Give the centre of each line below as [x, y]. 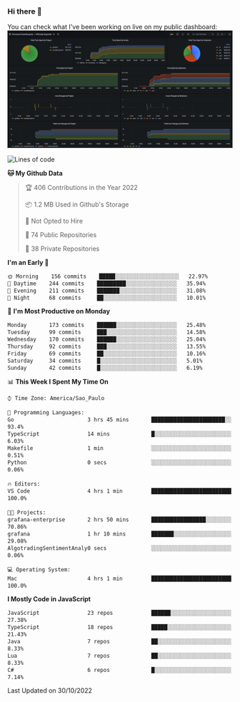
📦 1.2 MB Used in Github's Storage [77, 204]
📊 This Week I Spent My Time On [58, 381]
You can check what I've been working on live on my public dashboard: [112, 27]
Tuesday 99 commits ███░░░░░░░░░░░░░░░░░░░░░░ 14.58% [106, 332]
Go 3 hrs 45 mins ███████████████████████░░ [120, 420]
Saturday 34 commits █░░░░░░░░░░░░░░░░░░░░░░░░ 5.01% [105, 361]
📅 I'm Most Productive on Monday [59, 311]
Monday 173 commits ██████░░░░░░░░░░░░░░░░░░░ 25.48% [106, 325]
